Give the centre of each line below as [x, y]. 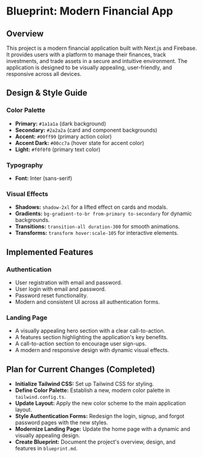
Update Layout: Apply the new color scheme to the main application [100, 403]
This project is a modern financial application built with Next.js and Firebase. [101, 48]
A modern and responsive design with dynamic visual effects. [92, 350]
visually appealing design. [48, 436]
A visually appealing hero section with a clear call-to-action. [90, 331]
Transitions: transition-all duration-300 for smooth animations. [97, 226]
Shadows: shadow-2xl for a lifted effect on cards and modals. [92, 207]
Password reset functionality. [51, 295]
